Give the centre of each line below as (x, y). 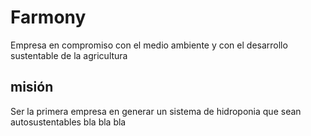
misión (32, 87)
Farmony (48, 17)
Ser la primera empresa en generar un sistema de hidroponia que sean (156, 111)
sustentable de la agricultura (69, 55)
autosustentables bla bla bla (68, 122)
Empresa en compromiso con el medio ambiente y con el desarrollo (149, 45)
